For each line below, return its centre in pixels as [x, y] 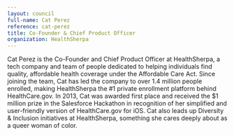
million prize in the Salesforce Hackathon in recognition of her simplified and [117, 103]
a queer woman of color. [43, 126]
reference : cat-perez [39, 26]
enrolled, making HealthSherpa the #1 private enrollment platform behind [112, 89]
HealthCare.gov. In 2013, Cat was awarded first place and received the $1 [113, 96]
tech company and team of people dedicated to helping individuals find [110, 67]
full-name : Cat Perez [39, 20]
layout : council [31, 14]
